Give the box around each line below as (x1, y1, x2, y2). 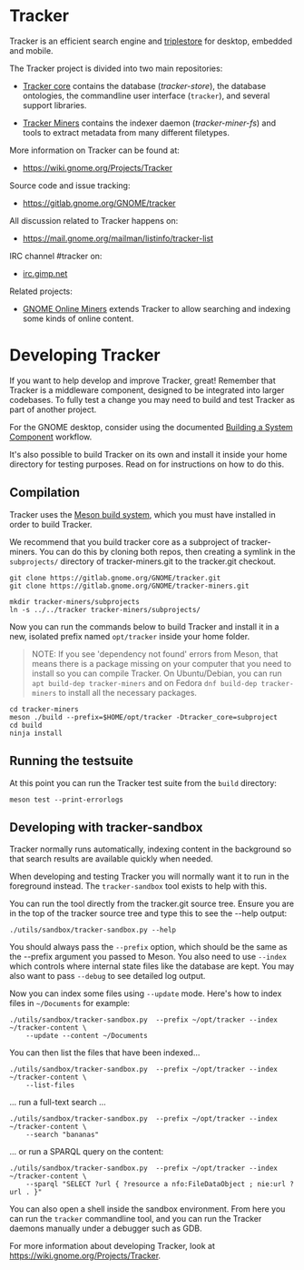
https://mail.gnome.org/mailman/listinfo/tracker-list (22, 233, 214, 244)
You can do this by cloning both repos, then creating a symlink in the (39, 546, 296, 557)
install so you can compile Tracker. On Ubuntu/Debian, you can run (31, 668, 283, 679)
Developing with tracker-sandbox (9, 820, 203, 835)
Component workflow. (9, 431, 93, 442)
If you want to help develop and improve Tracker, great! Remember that (9, 375, 277, 386)
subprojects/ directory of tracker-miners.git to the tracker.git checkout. (9, 556, 277, 567)
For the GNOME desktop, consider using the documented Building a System (9, 421, 293, 432)
